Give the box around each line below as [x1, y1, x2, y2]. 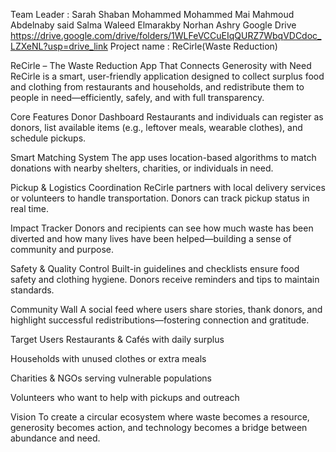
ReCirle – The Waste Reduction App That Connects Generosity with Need [10, 60, 312, 71]
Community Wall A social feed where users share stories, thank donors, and [10, 304, 323, 315]
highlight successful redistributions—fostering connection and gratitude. [10, 314, 310, 326]
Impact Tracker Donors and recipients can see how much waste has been [10, 222, 314, 234]
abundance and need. [10, 432, 101, 444]
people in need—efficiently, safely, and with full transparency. [10, 92, 265, 103]
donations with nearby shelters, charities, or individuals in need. [10, 162, 274, 174]
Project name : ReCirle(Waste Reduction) [109, 40, 278, 52]
